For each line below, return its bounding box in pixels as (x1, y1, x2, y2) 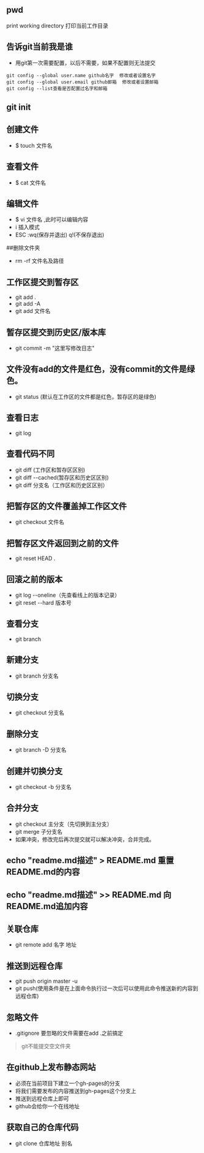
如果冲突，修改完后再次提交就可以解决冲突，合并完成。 (15, 836, 155, 843)
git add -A (15, 300, 41, 308)
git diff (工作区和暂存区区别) (15, 466, 86, 474)
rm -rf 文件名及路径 (15, 257, 64, 265)
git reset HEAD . (15, 554, 56, 562)
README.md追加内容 (6, 901, 89, 912)
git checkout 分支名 (15, 709, 65, 716)
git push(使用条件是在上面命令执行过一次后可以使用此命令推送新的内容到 (15, 985, 199, 992)
